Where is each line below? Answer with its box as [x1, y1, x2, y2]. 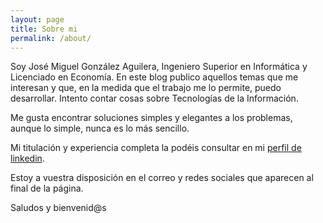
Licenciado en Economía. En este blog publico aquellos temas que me [10, 71, 299, 83]
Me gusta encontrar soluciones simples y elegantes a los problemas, [10, 112, 293, 124]
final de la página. [10, 182, 84, 195]
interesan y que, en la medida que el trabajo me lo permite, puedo [10, 82, 282, 94]
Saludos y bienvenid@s [10, 202, 107, 214]
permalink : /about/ [10, 33, 92, 43]
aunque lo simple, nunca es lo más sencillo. [10, 122, 190, 135]
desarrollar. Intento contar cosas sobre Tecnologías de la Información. [10, 92, 299, 105]
